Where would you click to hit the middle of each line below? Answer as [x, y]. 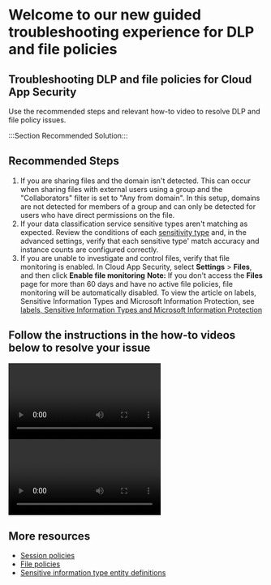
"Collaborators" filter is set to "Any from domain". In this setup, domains [140, 198]
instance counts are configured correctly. [89, 250]
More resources [49, 536]
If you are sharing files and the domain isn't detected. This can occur [135, 181]
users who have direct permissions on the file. [97, 215]
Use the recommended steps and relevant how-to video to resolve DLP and [135, 111]
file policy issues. [37, 120]
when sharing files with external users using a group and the [121, 189]
